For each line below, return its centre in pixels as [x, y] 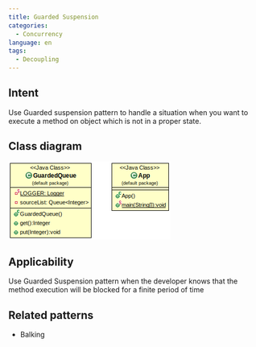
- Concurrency [39, 34]
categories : [28, 25]
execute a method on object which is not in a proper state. [105, 121]
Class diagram [45, 146]
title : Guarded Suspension [54, 17]
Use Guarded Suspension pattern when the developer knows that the [123, 281]
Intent [23, 93]
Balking [33, 335]
